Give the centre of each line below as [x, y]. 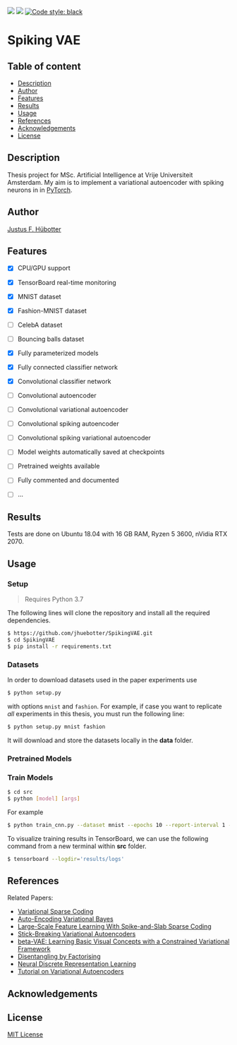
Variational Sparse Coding [55, 912]
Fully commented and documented [68, 481]
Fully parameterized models [58, 353]
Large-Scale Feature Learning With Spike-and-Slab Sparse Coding [114, 926]
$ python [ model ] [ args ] [44, 798]
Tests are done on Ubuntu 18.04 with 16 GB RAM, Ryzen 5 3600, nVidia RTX [117, 534]
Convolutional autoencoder [57, 395]
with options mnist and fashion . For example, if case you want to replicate [115, 706]
